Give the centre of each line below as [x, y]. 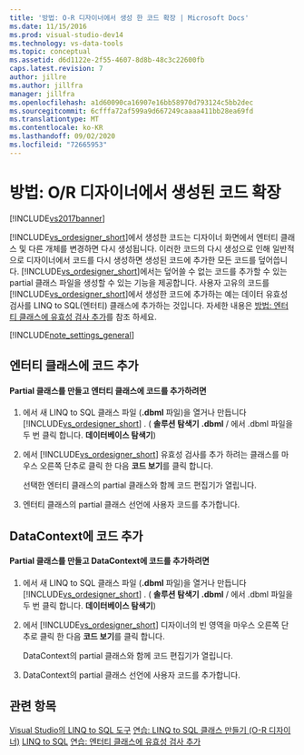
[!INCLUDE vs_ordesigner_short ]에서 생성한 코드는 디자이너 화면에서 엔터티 [144, 237]
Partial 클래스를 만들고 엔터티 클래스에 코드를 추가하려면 [108, 390]
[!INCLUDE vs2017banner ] [58, 218]
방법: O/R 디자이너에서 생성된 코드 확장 [145, 192]
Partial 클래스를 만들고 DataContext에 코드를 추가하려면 [110, 561]
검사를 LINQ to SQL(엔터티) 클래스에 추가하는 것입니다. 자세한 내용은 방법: [141, 305]
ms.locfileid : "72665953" [58, 145]
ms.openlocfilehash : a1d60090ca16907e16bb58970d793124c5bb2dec [132, 102]
